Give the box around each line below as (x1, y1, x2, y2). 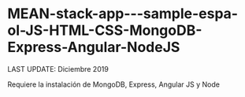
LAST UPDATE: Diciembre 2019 (7, 64, 110, 73)
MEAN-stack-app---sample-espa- (7, 5, 238, 23)
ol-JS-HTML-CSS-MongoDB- (7, 21, 202, 39)
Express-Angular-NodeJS (7, 39, 180, 56)
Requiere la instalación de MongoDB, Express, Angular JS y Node (7, 80, 220, 89)
